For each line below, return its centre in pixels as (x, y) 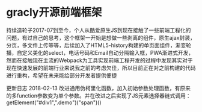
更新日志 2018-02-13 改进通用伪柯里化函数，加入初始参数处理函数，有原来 (99, 88)
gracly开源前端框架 (54, 12)
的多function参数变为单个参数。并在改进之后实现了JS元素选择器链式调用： (99, 95)
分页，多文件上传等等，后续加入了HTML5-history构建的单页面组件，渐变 (96, 45)
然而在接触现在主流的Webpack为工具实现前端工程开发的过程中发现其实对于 (100, 60)
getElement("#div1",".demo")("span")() (54, 102)
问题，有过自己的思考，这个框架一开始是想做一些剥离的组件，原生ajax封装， (101, 37)
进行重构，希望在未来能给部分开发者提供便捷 (62, 75)
